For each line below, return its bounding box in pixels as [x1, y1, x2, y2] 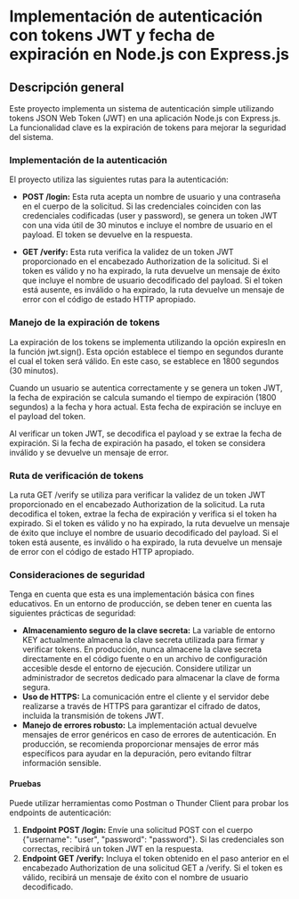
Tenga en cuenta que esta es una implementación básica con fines [9, 589, 255, 599]
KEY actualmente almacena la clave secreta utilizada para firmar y [21, 635, 265, 646]
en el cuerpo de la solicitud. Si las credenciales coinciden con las [21, 201, 262, 211]
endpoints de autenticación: [9, 807, 112, 818]
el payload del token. [9, 410, 86, 421]
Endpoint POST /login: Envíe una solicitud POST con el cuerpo [21, 825, 254, 836]
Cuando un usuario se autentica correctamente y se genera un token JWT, [9, 382, 283, 393]
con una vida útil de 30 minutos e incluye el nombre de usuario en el [21, 220, 273, 231]
